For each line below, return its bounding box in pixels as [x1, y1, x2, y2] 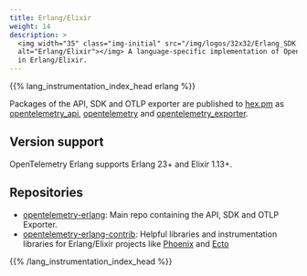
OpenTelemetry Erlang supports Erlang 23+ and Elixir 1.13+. [9, 158, 233, 169]
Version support [9, 134, 104, 150]
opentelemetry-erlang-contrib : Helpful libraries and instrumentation [22, 229, 278, 240]
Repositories [9, 185, 84, 200]
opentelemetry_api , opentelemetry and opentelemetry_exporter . [9, 108, 249, 118]
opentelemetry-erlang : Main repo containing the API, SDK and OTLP [22, 209, 280, 220]
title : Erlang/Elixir [9, 13, 92, 23]
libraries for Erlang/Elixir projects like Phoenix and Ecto [22, 238, 229, 249]
